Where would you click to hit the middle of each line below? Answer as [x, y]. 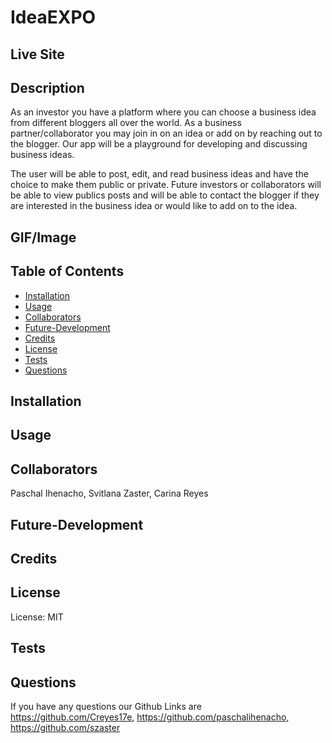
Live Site [37, 54]
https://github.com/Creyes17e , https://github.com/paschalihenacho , [150, 717]
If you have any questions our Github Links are [106, 706]
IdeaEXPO [53, 17]
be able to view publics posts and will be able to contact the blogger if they [165, 195]
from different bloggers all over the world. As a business [126, 123]
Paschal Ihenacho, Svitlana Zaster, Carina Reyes [109, 493]
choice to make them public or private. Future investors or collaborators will [166, 185]
